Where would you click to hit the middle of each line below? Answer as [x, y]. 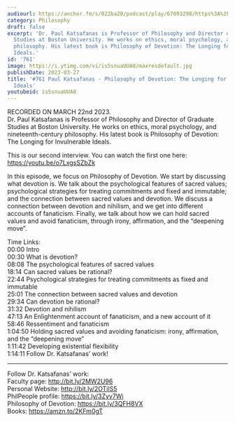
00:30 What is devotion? [43, 257]
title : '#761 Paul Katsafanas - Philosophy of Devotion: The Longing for [117, 79]
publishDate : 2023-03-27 [43, 72]
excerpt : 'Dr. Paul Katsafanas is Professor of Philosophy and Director [115, 33]
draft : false [26, 27]
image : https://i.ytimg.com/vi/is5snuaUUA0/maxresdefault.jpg [100, 66]
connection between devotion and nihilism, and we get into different [105, 206]
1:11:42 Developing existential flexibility [63, 346]
